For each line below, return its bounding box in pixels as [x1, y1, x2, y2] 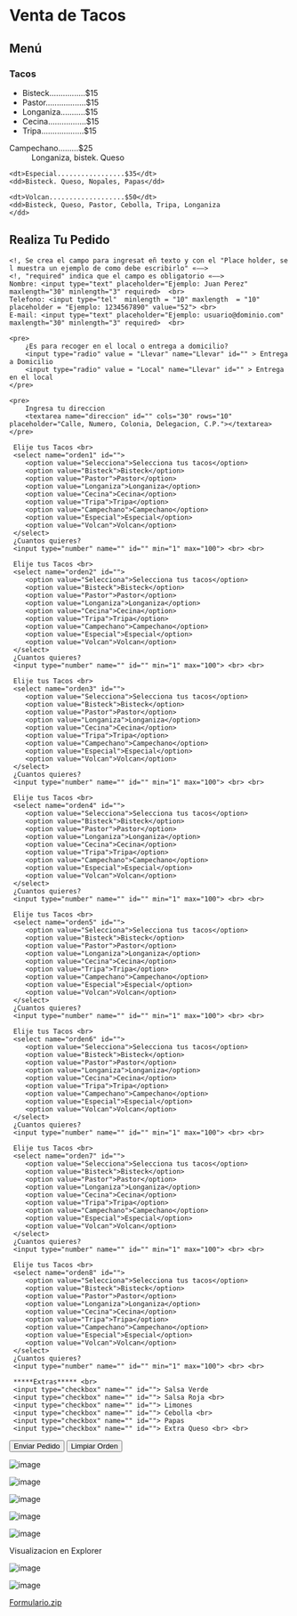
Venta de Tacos [9, 5, 126, 26]
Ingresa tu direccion [25, 404, 105, 413]
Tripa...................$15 [21, 125, 98, 136]
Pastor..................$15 [21, 97, 100, 108]
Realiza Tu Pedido [9, 232, 110, 247]
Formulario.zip [9, 1596, 62, 1607]
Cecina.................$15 [21, 116, 100, 126]
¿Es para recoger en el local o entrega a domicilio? [25, 342, 229, 351]
